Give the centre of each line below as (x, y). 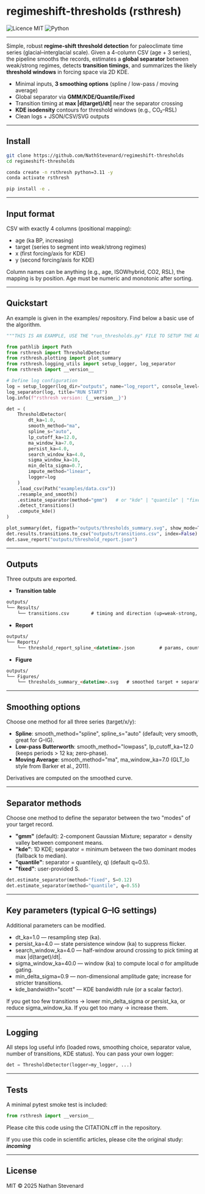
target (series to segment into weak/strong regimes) (81, 247)
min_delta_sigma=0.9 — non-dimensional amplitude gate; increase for (103, 976)
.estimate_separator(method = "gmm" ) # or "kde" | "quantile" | (101, 500)
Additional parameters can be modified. (56, 925)
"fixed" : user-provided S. (47, 869)
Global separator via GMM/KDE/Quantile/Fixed (75, 97)
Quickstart (27, 304)
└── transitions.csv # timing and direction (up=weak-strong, (108, 614)
